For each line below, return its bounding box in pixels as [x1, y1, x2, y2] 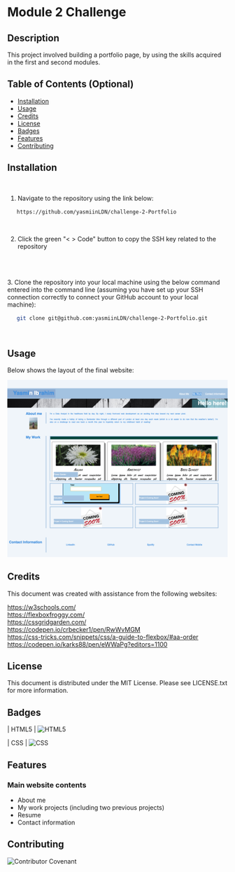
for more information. [7, 687, 69, 695]
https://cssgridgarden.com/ [7, 617, 87, 626]
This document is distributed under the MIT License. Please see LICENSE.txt [7, 679, 228, 687]
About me [17, 796, 46, 804]
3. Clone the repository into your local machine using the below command [7, 278, 220, 286]
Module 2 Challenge [7, 4, 127, 20]
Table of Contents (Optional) [7, 78, 134, 90]
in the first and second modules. [7, 58, 101, 66]
